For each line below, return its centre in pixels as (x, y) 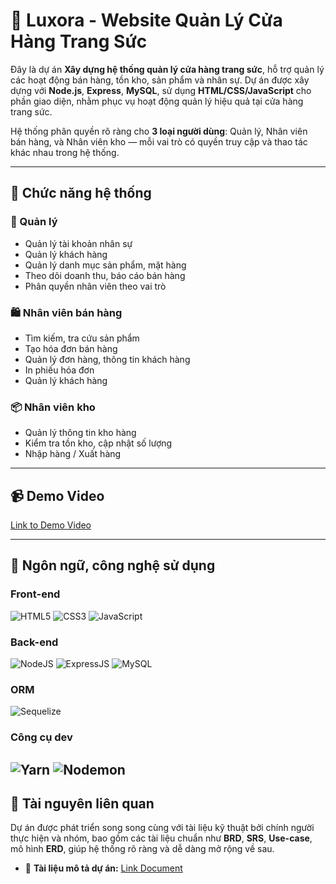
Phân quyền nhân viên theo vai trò (95, 286)
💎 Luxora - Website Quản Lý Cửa (146, 20)
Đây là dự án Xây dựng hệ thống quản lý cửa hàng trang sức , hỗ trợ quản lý (167, 69)
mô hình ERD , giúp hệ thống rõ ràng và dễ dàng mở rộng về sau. (142, 849)
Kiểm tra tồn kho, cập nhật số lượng (98, 443)
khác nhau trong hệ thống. (65, 152)
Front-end (35, 594)
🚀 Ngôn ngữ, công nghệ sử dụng (113, 565)
